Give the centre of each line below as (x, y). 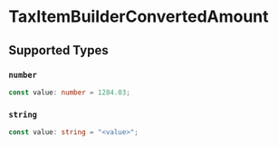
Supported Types (59, 50)
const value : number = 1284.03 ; (69, 92)
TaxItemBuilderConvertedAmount (139, 17)
